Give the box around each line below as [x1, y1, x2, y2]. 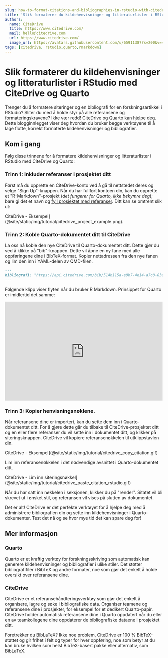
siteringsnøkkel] [44, 474, 78, 480]
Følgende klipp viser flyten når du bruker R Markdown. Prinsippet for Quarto [5, 286, 162, 292]
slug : [5, 7, 16, 13]
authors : [5, 17, 23, 22]
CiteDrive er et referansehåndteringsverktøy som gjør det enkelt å [5, 595, 141, 601]
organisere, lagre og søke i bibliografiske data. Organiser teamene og [5, 601, 148, 607]
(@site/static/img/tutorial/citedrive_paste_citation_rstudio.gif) [5, 479, 131, 486]
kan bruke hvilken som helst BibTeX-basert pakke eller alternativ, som [5, 642, 148, 648]
